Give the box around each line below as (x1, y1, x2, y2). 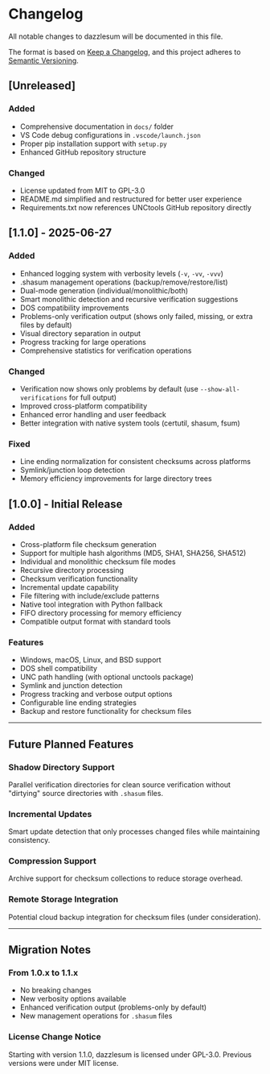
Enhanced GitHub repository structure (19, 147, 146, 157)
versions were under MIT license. (8, 1058, 119, 1068)
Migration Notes (8, 943, 91, 957)
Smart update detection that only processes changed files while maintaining (8, 827, 260, 836)
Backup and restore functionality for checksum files (19, 707, 192, 716)
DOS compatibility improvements (19, 303, 129, 313)
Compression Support (8, 856, 96, 867)
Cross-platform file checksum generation (19, 539, 157, 549)
